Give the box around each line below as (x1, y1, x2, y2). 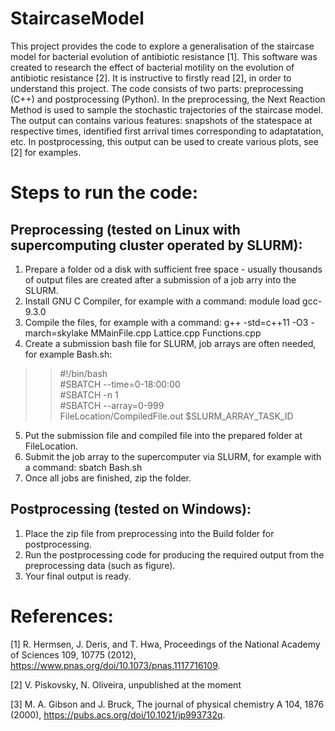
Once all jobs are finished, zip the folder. (24, 472, 192, 484)
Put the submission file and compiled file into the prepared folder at (24, 429, 303, 441)
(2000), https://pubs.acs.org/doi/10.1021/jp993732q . (10, 708, 226, 721)
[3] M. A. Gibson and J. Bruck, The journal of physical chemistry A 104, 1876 (10, 698, 325, 710)
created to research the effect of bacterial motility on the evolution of (10, 61, 295, 73)
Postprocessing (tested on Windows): (10, 501, 252, 518)
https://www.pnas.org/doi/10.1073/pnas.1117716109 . (10, 659, 221, 671)
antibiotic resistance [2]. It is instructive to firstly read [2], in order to (10, 72, 292, 84)
